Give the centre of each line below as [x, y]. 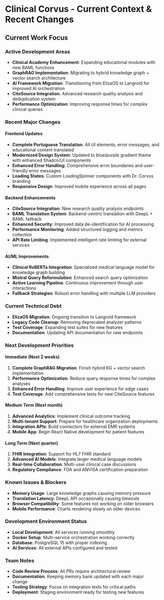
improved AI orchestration [38, 88]
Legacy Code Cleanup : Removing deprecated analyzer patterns [77, 322]
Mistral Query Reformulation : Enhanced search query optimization [80, 278]
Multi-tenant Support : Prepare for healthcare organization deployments [85, 422]
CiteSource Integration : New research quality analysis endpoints [78, 209]
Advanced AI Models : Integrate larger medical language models [77, 459]
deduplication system [34, 99]
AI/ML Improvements [27, 256]
